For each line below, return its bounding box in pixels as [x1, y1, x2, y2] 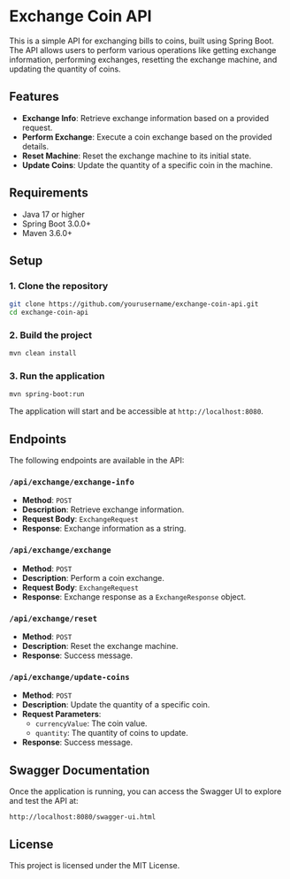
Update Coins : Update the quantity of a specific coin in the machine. [21, 159, 273, 170]
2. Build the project [9, 329, 93, 341]
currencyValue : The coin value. [34, 718, 148, 729]
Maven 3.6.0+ [21, 227, 73, 238]
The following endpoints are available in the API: [9, 455, 185, 466]
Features [9, 89, 59, 104]
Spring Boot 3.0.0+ [21, 218, 91, 229]
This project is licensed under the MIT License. [9, 860, 180, 870]
